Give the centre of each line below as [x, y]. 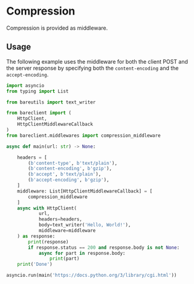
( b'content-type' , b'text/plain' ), [73, 163]
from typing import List [37, 91]
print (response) [48, 242]
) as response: [36, 236]
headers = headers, [60, 219]
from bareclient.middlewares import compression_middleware [84, 135]
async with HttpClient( [47, 208]
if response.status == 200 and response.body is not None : [104, 247]
